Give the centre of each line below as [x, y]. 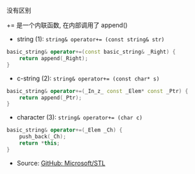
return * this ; [39, 143]
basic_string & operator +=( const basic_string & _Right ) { [91, 52]
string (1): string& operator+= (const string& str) [91, 39]
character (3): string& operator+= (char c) [80, 117]
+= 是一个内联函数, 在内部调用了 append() [67, 25]
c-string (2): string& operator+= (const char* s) [88, 78]
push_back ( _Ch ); [43, 137]
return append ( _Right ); [54, 58]
